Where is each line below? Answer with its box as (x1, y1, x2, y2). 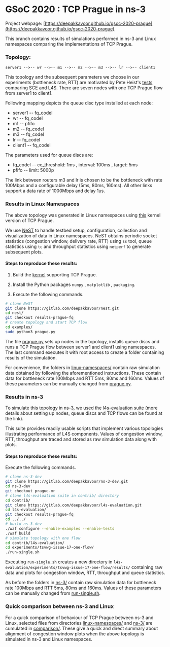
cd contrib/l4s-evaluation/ (5, 540, 65, 546)
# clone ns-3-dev (5, 474, 42, 480)
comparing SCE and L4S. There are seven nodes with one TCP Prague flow (5, 85, 163, 91)
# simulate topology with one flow (5, 535, 81, 541)
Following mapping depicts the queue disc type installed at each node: (5, 100, 153, 106)
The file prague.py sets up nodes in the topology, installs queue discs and (5, 338, 160, 344)
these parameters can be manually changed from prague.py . (5, 380, 132, 386)
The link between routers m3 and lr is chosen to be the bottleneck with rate (5, 177, 163, 183)
